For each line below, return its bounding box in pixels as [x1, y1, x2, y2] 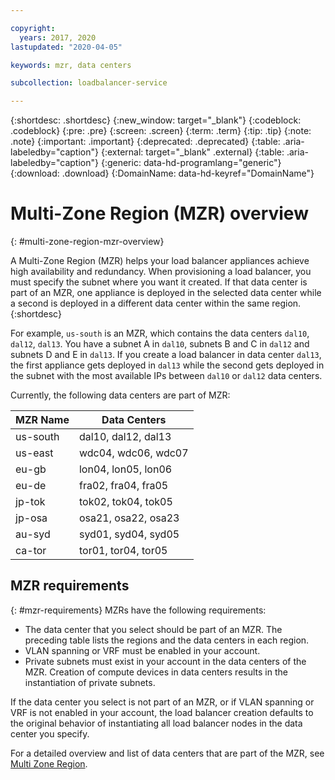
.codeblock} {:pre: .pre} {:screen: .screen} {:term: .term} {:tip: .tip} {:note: [10, 125, 312, 137]
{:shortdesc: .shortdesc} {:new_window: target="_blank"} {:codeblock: [10, 114, 302, 126]
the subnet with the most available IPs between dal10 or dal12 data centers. [10, 370, 323, 382]
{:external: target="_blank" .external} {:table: [100, 146, 285, 158]
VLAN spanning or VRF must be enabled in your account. [24, 644, 261, 656]
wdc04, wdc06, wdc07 [78, 446, 189, 460]
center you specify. [10, 727, 90, 740]
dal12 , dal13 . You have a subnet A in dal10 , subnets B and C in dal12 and [10, 338, 310, 350]
